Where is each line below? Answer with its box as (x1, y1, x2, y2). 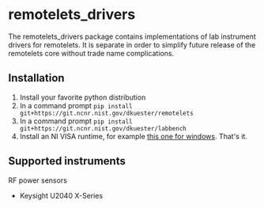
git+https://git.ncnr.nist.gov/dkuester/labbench (19, 124, 187, 132)
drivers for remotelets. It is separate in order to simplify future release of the (8, 40, 256, 49)
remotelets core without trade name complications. (8, 48, 175, 58)
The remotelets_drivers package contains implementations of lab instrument (8, 32, 257, 41)
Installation (8, 71, 65, 85)
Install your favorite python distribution (19, 93, 146, 102)
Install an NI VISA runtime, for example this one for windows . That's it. (19, 131, 247, 141)
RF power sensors (8, 176, 67, 185)
